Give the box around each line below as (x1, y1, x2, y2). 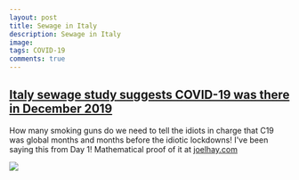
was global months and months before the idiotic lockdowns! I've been (9, 135, 269, 145)
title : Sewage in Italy (9, 21, 98, 30)
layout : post (9, 12, 58, 22)
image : (9, 37, 34, 47)
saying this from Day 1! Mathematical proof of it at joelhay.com (9, 143, 238, 154)
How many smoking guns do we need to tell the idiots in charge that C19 (9, 125, 274, 135)
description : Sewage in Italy (9, 29, 122, 38)
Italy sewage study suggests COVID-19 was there (9, 87, 290, 102)
